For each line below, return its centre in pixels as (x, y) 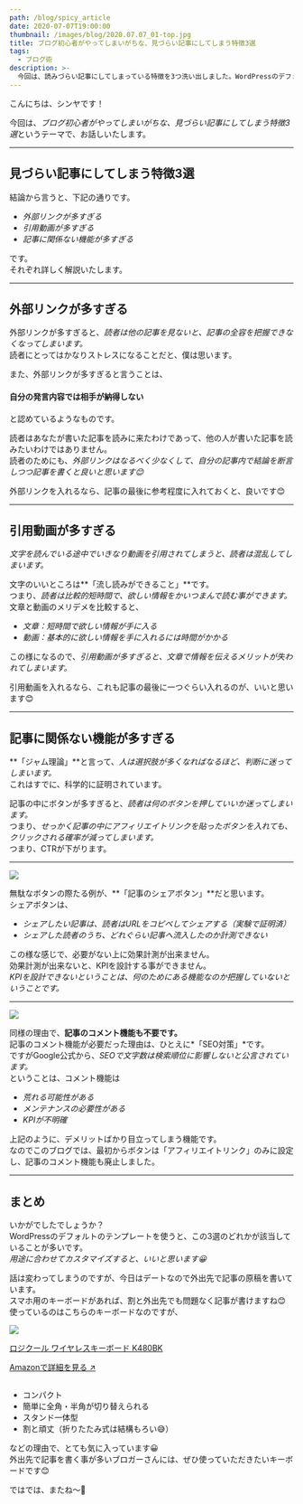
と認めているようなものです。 (64, 418)
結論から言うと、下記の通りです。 (72, 197)
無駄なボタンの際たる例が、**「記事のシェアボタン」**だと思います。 (139, 893)
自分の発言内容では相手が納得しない (77, 396)
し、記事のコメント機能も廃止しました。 (84, 1161)
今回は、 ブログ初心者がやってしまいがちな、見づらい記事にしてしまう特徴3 (150, 122)
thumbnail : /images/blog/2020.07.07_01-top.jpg (101, 34)
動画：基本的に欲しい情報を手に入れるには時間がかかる (125, 637)
